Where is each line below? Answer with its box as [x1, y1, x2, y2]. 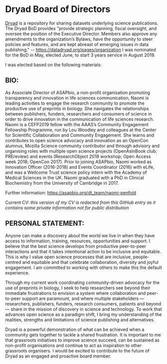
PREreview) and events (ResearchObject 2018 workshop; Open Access [5, 153, 151, 159]
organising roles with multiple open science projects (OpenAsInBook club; [5, 148, 158, 154]
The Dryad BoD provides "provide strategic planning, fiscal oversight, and [5, 25, 157, 31]
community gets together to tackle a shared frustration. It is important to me [5, 331, 161, 337]
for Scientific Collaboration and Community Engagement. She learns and [5, 132, 155, 138]
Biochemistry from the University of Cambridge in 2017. [5, 180, 119, 186]
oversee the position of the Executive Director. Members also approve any [5, 31, 158, 37]
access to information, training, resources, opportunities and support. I [5, 238, 151, 244]
